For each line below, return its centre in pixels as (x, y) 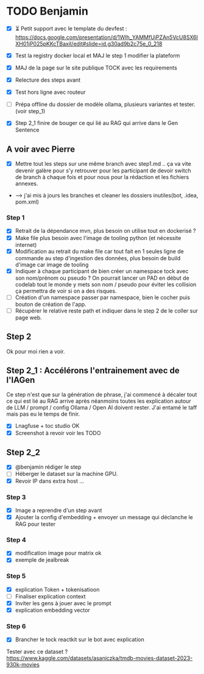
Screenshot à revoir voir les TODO (58, 433)
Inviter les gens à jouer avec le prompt (63, 603)
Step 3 (16, 497)
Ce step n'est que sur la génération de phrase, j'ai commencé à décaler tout (102, 395)
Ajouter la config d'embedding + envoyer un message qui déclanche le (104, 517)
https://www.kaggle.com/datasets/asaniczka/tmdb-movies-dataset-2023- (100, 658)
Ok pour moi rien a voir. (36, 351)
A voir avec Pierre (40, 149)
